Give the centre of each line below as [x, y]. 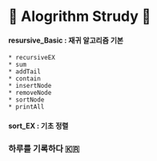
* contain [25, 79]
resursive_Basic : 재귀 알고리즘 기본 [66, 40]
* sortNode [26, 100]
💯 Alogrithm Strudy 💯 [80, 17]
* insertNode [30, 86]
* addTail [25, 72]
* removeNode [30, 93]
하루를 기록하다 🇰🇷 [44, 148]
